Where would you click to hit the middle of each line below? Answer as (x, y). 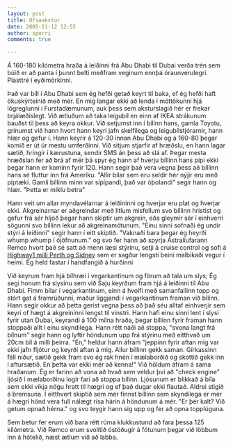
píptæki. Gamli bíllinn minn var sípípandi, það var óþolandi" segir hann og (112, 182)
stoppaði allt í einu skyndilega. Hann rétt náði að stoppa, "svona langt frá (111, 328)
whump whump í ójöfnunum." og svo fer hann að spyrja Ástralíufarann (107, 240)
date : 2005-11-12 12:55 (42, 26)
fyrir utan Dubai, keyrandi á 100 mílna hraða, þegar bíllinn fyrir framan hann (115, 320)
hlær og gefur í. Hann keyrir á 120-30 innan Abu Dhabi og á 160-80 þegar (112, 138)
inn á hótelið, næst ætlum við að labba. (63, 437)
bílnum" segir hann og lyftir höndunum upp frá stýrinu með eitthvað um (109, 335)
